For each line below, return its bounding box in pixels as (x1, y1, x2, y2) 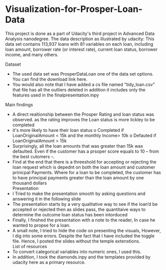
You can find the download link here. (12, 76, 88, 82)
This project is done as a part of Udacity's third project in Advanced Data (5, 30, 155, 36)
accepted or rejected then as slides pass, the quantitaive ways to (12, 206, 146, 212)
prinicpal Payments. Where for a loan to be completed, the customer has (12, 169, 162, 175)
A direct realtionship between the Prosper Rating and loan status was (12, 111, 154, 117)
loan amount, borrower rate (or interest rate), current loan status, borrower (5, 46, 158, 52)
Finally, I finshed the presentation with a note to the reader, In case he (12, 217, 156, 223)
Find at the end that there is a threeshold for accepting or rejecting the (12, 159, 157, 165)
